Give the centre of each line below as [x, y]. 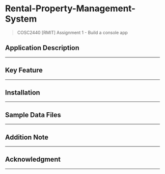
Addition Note [27, 137]
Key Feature [24, 70]
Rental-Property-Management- [70, 9]
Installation [23, 92]
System [21, 19]
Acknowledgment [33, 160]
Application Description [42, 48]
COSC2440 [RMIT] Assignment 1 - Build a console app [72, 32]
